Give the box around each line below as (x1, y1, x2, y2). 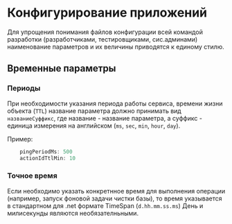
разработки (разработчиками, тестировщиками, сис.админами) (7, 35, 198, 43)
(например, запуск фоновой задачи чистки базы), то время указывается (7, 194, 223, 203)
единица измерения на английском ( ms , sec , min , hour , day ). (7, 121, 181, 130)
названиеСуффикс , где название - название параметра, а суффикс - (7, 114, 203, 122)
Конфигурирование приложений (7, 5, 208, 21)
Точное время (7, 171, 57, 181)
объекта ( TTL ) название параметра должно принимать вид (7, 106, 181, 115)
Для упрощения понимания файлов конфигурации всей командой (7, 28, 203, 36)
